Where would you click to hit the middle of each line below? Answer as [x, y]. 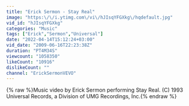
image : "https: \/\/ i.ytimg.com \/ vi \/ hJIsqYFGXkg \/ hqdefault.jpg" [89, 17]
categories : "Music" [32, 28]
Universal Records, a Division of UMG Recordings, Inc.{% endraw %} [91, 96]
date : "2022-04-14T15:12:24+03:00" [51, 40]
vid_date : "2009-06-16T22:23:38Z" [49, 46]
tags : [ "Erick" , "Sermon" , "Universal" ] [55, 34]
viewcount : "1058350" [33, 56]
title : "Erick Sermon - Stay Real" [51, 12]
